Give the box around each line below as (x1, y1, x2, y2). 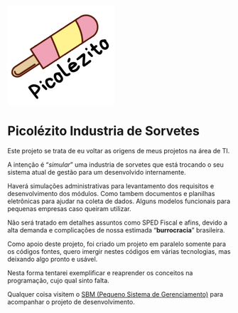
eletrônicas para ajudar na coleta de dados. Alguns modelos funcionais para (7, 197, 231, 205)
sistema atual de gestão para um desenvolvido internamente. (7, 168, 186, 176)
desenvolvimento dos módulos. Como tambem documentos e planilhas (7, 189, 215, 197)
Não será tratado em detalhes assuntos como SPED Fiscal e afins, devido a (7, 218, 227, 227)
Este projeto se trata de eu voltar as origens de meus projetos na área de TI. (7, 146, 230, 155)
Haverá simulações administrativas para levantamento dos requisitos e (7, 181, 215, 190)
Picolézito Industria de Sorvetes (7, 123, 200, 139)
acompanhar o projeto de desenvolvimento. (7, 297, 135, 306)
